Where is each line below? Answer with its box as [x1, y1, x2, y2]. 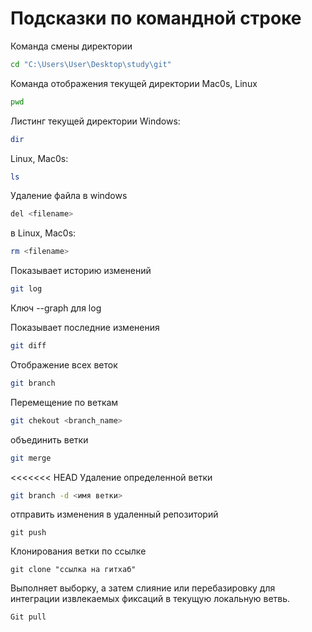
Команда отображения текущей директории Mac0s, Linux [10, 77, 258, 89]
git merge [10, 453, 52, 463]
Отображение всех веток [10, 358, 118, 371]
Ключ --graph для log [10, 302, 102, 314]
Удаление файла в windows [10, 190, 128, 202]
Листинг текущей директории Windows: [10, 115, 181, 127]
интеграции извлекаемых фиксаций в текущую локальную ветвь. [10, 593, 291, 605]
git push [10, 528, 47, 538]
